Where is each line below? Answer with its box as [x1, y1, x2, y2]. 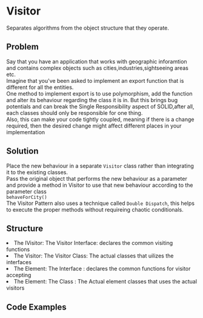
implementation [6, 128, 45, 135]
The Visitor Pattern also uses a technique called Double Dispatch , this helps [6, 200, 195, 207]
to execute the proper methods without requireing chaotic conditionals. [6, 206, 184, 213]
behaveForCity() [6, 194, 47, 200]
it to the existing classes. [6, 168, 68, 176]
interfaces [6, 259, 32, 266]
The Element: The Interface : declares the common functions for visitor [14, 265, 191, 273]
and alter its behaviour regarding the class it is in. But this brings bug [6, 96, 178, 103]
